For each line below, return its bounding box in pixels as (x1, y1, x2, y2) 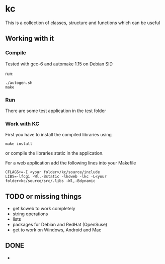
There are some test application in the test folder (5, 108, 107, 114)
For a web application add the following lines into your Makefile (5, 160, 136, 166)
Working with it (5, 34, 54, 43)
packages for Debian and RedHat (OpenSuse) (12, 222, 108, 228)
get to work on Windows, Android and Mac (12, 227, 102, 233)
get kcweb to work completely (12, 206, 75, 212)
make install (5, 141, 33, 146)
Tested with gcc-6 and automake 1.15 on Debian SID (5, 61, 113, 67)
